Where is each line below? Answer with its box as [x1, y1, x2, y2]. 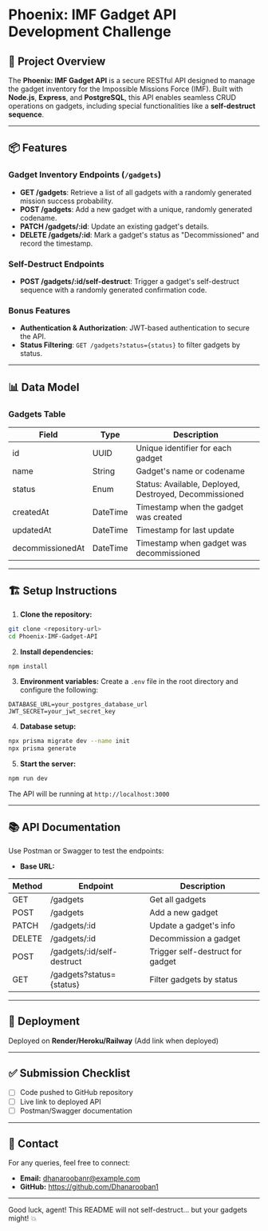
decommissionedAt [12, 542, 85, 554]
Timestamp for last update [135, 524, 235, 535]
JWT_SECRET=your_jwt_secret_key [8, 708, 116, 716]
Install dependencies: [19, 646, 94, 657]
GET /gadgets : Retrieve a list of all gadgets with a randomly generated [19, 187, 252, 197]
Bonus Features [8, 305, 71, 316]
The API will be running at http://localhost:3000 [8, 789, 170, 799]
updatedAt [12, 524, 52, 535]
